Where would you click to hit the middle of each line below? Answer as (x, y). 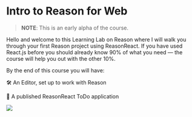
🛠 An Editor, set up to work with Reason (57, 82)
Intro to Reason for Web (67, 11)
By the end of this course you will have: (55, 70)
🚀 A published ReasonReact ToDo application (63, 96)
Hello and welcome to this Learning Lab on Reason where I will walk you (96, 39)
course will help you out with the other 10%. (61, 58)
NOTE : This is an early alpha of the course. (75, 28)
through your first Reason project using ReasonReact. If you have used (94, 46)
